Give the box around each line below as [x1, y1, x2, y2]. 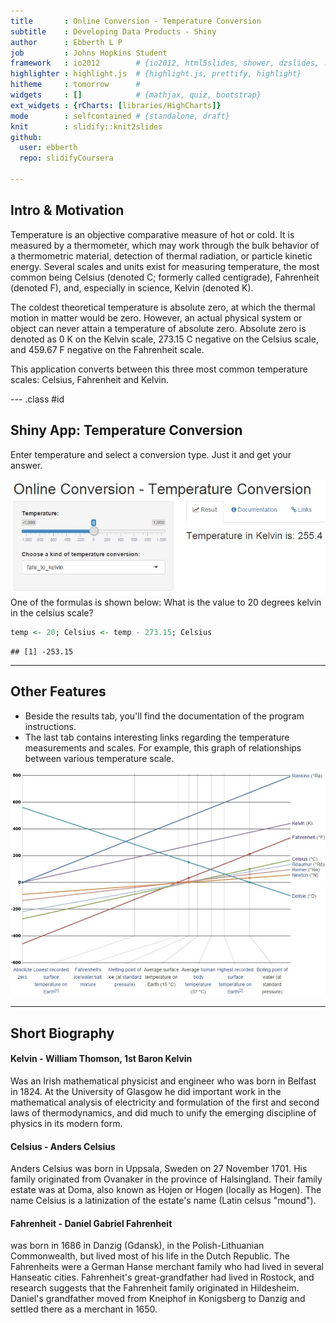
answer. [10, 459, 43, 471]
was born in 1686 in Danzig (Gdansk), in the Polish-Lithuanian [10, 1240, 265, 1252]
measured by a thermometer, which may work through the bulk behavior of [10, 239, 320, 251]
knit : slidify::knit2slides [10, 121, 163, 132]
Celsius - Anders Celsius [10, 1140, 116, 1152]
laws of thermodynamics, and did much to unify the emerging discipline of [10, 1107, 317, 1119]
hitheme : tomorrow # [10, 80, 141, 90]
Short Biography [10, 1025, 115, 1042]
